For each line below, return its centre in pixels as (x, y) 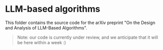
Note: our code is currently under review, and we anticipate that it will (88, 37)
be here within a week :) (42, 42)
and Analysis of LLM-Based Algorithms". (46, 27)
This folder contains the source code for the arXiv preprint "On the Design (80, 23)
